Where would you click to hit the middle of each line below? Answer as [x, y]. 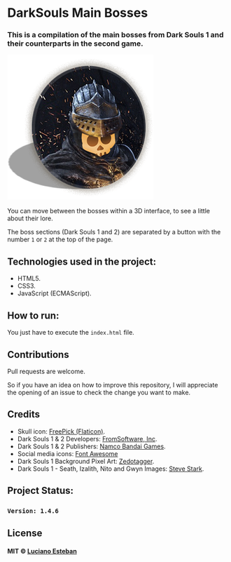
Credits [24, 414]
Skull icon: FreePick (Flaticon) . [61, 431]
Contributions [38, 355]
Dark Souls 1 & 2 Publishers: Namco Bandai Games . [91, 446]
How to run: [33, 315]
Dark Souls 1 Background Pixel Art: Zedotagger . [86, 461]
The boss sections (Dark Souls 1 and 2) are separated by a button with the [114, 232]
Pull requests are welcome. [46, 371]
